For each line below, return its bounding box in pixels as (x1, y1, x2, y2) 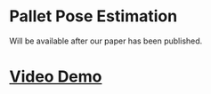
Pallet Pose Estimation (9, 6, 178, 27)
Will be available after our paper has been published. (9, 35, 203, 46)
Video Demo (9, 67, 102, 87)
